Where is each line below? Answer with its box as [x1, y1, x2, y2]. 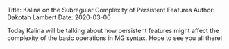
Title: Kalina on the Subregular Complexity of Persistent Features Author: [7, 6, 215, 14]
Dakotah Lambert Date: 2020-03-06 [7, 13, 111, 21]
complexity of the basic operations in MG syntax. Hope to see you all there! [7, 34, 223, 42]
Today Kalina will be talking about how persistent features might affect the [7, 27, 219, 35]
